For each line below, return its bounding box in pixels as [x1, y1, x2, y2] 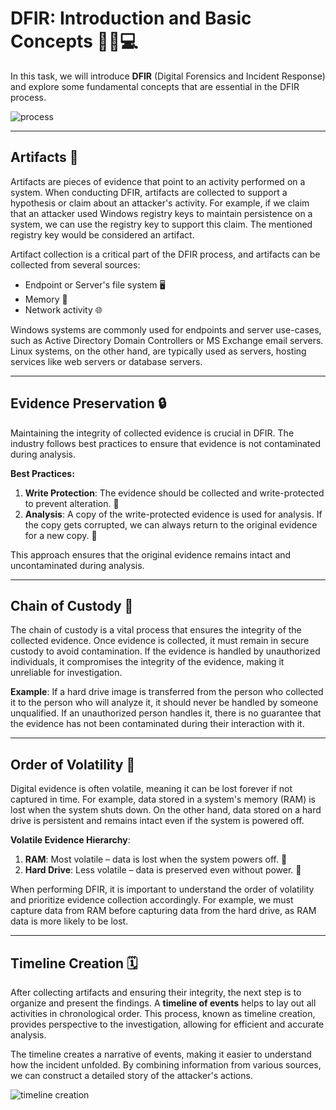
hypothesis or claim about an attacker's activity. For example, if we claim [10, 197, 310, 209]
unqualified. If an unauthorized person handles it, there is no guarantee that [10, 707, 322, 719]
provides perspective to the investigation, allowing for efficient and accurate [10, 1018, 325, 1030]
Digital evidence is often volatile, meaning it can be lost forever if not [10, 783, 293, 795]
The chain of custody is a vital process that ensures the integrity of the [10, 624, 302, 636]
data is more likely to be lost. [10, 915, 129, 927]
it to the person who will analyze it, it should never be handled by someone [10, 697, 319, 709]
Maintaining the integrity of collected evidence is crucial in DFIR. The [10, 427, 295, 439]
